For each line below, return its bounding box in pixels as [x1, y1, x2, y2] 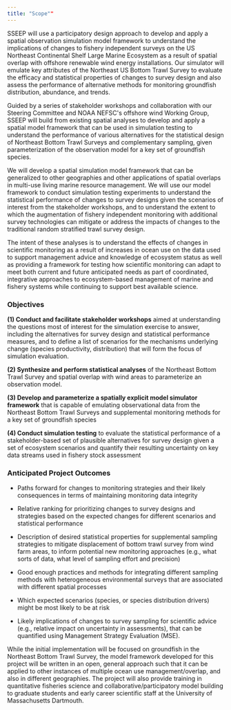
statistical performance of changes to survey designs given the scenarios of [7, 195, 224, 204]
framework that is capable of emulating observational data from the [7, 400, 201, 409]
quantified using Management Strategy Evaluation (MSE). [17, 632, 181, 640]
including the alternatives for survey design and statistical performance [7, 330, 210, 338]
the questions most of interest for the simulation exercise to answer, [7, 322, 200, 330]
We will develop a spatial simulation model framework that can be [7, 166, 194, 174]
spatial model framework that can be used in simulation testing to [7, 123, 193, 131]
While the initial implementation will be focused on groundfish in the [7, 645, 200, 653]
